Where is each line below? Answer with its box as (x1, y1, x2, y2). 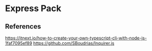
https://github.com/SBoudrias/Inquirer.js (33, 40, 114, 46)
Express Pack (5, 3, 62, 14)
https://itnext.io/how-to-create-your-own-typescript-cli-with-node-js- (5, 35, 147, 41)
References (5, 22, 41, 31)
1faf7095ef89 (5, 40, 32, 46)
